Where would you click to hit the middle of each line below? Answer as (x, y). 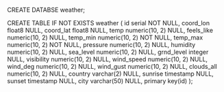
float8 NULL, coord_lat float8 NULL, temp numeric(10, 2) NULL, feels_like (110, 30)
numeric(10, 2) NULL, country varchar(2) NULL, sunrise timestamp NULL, (110, 74)
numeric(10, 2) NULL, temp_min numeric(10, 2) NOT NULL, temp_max (105, 37)
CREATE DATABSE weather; (46, 10)
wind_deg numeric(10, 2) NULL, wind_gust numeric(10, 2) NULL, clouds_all (112, 66)
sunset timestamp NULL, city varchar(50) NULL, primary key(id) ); (100, 81)
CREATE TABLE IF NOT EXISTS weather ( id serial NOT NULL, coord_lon (109, 23)
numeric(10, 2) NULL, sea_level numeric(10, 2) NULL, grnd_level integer (108, 52)
